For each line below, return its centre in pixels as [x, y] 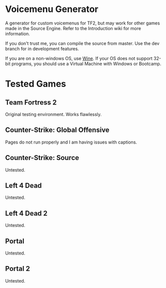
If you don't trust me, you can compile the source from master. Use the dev [82, 43]
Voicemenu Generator [52, 9]
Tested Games [36, 84]
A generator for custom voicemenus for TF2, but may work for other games [83, 23]
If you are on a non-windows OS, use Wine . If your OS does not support [79, 58]
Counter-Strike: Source [42, 158]
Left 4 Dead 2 [26, 213]
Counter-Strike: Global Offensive [57, 130]
